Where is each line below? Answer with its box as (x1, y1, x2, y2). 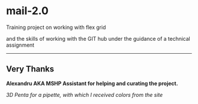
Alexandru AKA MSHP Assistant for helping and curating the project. (6, 80, 179, 87)
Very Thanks (6, 64, 54, 74)
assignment (6, 41, 35, 48)
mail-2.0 (6, 4, 49, 18)
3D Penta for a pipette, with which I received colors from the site (6, 91, 163, 98)
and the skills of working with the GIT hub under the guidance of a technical (6, 35, 190, 42)
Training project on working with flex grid (6, 24, 106, 31)
